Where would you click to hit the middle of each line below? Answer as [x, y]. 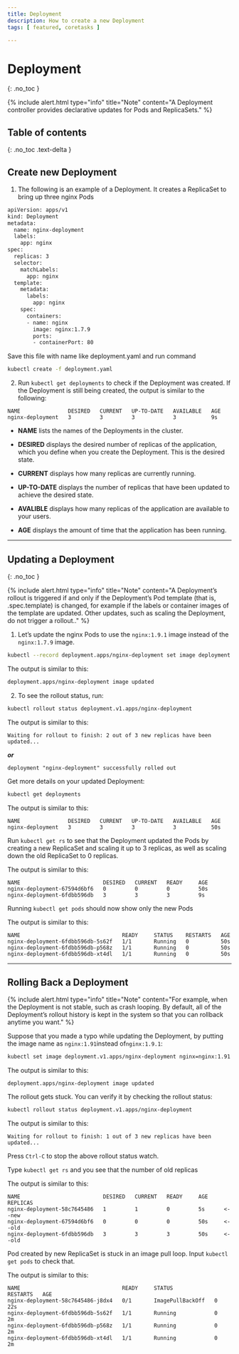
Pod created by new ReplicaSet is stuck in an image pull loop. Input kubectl [118, 1254]
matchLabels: [39, 269]
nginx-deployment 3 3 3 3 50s [114, 827]
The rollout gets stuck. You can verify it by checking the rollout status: [110, 1097]
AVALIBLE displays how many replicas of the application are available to [123, 509]
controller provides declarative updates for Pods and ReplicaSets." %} [110, 110]
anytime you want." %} [41, 1022]
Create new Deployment [62, 172]
